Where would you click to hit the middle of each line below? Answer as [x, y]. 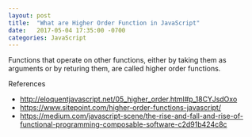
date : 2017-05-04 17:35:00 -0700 [67, 30]
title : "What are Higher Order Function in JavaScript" [104, 23]
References [27, 84]
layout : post [30, 15]
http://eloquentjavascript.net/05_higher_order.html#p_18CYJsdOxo [128, 99]
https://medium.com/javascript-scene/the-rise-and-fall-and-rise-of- [132, 116]
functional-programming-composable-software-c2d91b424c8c [123, 124]
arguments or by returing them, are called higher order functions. [115, 69]
